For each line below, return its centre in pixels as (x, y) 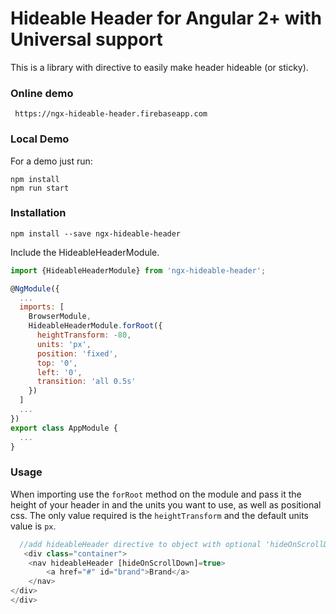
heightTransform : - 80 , (84, 335)
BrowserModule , (60, 317)
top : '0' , (57, 363)
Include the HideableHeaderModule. (85, 252)
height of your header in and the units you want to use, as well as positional (166, 504)
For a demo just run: (51, 161)
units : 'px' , (64, 344)
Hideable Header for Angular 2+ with (166, 18)
